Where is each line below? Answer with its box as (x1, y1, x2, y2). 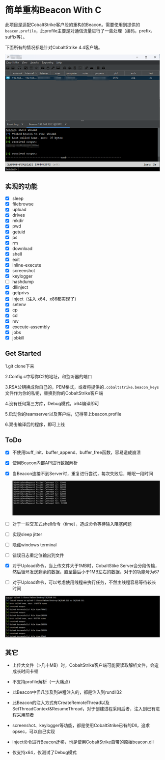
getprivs (12, 290, 29, 296)
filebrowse (12, 201, 34, 207)
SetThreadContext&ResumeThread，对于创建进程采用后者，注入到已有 (12, 706, 156, 712)
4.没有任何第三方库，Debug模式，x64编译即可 (5, 400, 99, 406)
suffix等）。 (5, 34, 27, 40)
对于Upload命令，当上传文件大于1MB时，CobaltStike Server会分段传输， (12, 563, 160, 568)
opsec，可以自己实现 (12, 729, 55, 734)
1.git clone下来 (5, 363, 34, 369)
